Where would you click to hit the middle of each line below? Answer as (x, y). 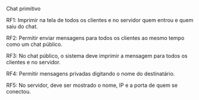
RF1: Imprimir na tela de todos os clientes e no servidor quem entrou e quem (100, 20)
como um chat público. (34, 44)
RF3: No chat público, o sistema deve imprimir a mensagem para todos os (97, 56)
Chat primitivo (23, 9)
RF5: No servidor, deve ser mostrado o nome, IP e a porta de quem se (92, 85)
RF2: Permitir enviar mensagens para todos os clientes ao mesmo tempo (95, 38)
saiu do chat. (22, 26)
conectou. (18, 91)
